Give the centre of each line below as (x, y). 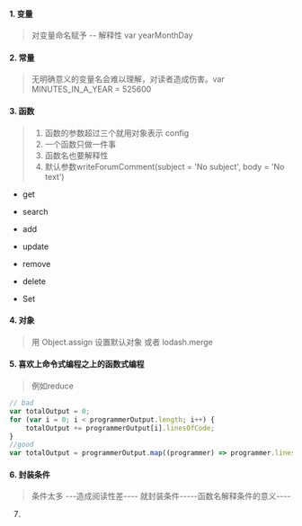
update (36, 246)
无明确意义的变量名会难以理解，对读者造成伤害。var (128, 79)
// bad (22, 403)
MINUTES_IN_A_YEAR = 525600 (91, 89)
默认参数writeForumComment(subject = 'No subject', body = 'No (164, 166)
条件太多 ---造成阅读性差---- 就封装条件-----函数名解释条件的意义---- (161, 496)
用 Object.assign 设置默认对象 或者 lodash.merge (122, 342)
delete (34, 281)
